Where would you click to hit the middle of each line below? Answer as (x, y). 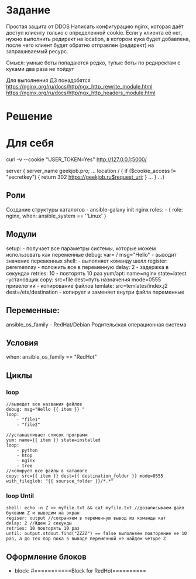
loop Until (20, 496)
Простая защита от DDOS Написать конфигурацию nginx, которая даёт (95, 26)
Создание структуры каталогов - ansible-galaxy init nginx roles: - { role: (94, 209)
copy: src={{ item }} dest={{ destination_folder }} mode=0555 (85, 476)
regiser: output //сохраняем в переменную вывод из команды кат (86, 518)
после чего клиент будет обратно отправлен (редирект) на (80, 45)
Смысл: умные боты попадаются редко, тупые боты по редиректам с (93, 63)
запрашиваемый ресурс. (37, 51)
